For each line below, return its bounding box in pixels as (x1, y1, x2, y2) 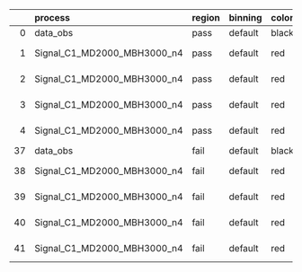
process (34, 12, 70, 23)
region (191, 12, 220, 23)
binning (228, 12, 262, 23)
